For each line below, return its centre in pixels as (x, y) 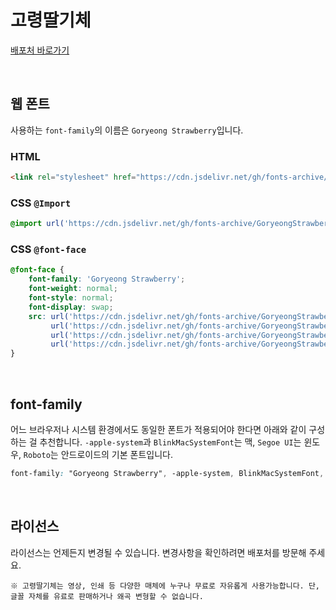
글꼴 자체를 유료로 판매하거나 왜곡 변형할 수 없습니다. (107, 596)
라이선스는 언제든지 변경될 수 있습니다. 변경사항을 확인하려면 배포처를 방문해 (158, 552)
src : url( (49, 316)
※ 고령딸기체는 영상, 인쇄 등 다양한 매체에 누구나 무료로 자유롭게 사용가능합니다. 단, (165, 586)
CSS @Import (41, 203)
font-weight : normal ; (73, 289)
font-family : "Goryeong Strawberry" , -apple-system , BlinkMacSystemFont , (167, 473)
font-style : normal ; (71, 298)
